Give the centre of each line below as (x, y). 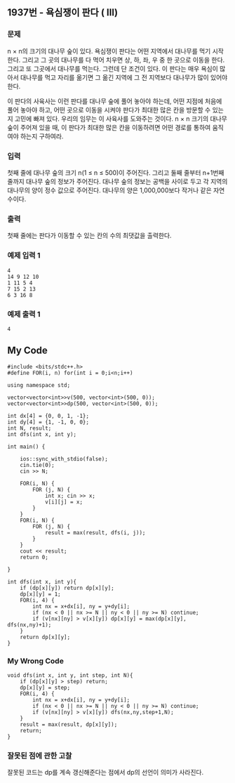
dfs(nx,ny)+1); (29, 625)
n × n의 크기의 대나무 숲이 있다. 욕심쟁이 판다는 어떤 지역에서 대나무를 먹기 (109, 51)
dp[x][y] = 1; (40, 594)
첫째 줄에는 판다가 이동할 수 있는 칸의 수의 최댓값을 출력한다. (89, 236)
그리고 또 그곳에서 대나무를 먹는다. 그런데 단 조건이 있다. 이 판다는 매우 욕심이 (113, 68)
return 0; (34, 557)
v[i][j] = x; (63, 502)
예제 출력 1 (24, 314)
